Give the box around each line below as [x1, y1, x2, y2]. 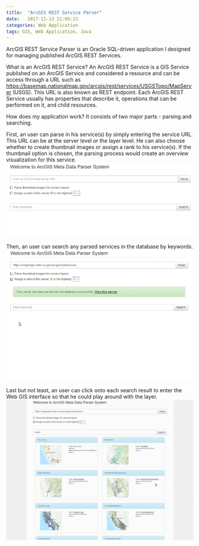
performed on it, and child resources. [6, 101, 97, 108]
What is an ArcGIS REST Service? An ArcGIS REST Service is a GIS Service [6, 63, 189, 71]
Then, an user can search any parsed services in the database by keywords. [6, 243, 193, 250]
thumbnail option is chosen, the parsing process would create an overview [6, 150, 189, 157]
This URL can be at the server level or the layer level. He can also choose [6, 137, 185, 144]
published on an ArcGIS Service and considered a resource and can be [6, 70, 180, 77]
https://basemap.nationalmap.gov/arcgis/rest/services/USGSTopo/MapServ [6, 82, 192, 89]
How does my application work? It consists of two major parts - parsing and [6, 113, 192, 120]
